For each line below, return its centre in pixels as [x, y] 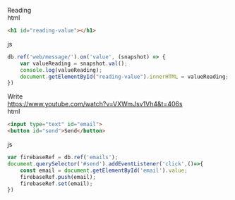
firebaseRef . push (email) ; [58, 177]
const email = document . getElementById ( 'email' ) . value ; [104, 170]
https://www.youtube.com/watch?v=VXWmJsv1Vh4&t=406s [95, 104]
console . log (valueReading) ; [61, 70]
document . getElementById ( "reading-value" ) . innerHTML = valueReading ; [125, 77]
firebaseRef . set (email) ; [56, 183]
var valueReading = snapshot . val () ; [74, 63]
